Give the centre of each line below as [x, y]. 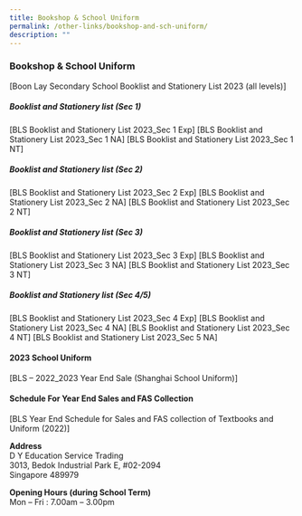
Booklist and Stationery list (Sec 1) [75, 107]
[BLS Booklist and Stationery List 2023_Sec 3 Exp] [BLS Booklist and [137, 255]
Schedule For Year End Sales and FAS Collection [102, 398]
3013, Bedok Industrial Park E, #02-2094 [85, 465]
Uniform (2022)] [40, 428]
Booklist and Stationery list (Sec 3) [76, 233]
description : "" [40, 34]
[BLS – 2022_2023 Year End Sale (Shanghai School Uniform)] [123, 377]
